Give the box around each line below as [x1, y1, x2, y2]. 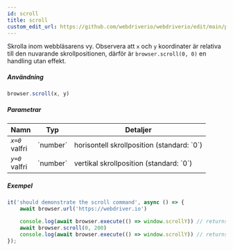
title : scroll [7, 17, 49, 24]
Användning [7, 72, 44, 81]
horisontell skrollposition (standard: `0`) [74, 140, 203, 150]
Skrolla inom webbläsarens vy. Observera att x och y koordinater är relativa [7, 42, 222, 51]
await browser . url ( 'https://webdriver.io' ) [19, 206, 148, 213]
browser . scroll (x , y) [7, 90, 70, 97]
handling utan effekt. [7, 57, 67, 65]
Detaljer [124, 125, 152, 135]
